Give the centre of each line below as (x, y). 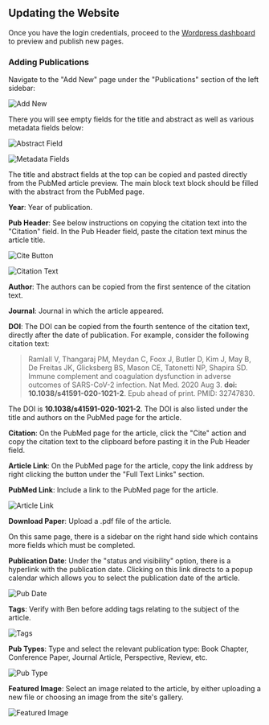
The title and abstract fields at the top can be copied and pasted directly (128, 175)
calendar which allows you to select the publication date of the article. (124, 578)
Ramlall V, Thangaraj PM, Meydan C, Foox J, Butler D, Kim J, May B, (139, 359)
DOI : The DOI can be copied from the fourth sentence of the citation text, (129, 327)
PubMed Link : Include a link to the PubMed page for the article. (113, 490)
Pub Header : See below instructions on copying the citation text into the (128, 223)
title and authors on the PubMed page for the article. (95, 418)
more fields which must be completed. (72, 546)
